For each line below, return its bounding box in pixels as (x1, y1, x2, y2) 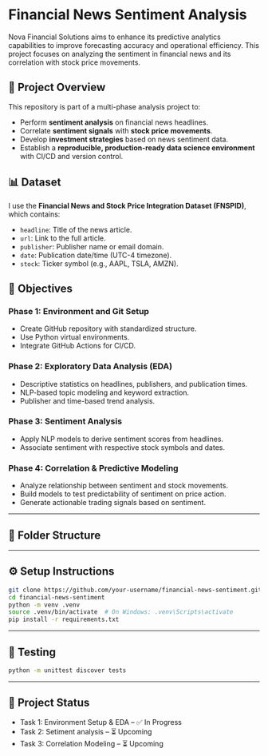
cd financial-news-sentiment (8, 593, 105, 601)
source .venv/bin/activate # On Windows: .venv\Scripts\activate (8, 608, 234, 616)
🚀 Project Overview (8, 81, 106, 94)
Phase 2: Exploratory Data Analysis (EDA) (8, 361, 173, 372)
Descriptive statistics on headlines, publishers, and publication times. (19, 379, 248, 388)
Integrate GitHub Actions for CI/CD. (19, 341, 136, 351)
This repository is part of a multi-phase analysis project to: (8, 101, 201, 111)
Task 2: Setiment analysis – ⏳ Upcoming (19, 726, 152, 736)
